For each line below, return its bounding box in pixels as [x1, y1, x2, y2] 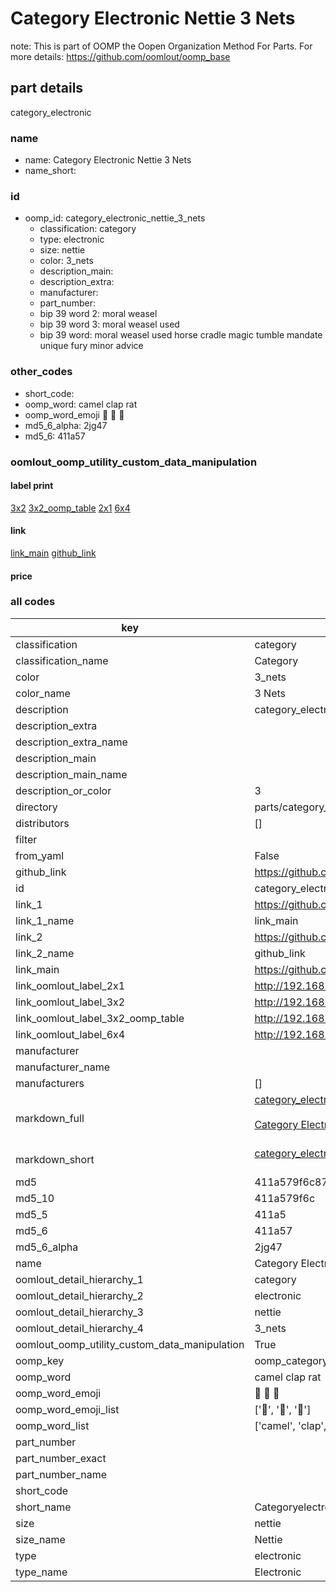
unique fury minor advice [39, 340, 144, 352]
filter [15, 832, 38, 846]
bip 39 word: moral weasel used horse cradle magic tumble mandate [39, 329, 323, 341]
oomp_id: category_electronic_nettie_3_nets [24, 212, 206, 224]
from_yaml [15, 848, 65, 862]
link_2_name [15, 946, 75, 960]
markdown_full [15, 1111, 85, 1125]
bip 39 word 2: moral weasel [39, 308, 158, 320]
